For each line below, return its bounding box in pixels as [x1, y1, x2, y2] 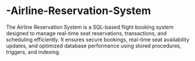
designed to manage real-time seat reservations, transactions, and [6, 29, 167, 36]
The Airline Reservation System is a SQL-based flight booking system [6, 23, 174, 30]
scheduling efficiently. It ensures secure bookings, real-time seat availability [6, 36, 190, 43]
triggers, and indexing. [6, 48, 60, 55]
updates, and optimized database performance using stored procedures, [6, 42, 182, 49]
